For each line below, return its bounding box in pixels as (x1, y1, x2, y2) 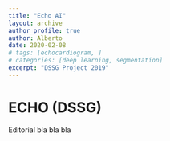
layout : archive (8, 19, 63, 27)
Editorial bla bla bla (8, 125, 71, 135)
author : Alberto (8, 34, 63, 42)
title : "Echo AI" (8, 11, 67, 20)
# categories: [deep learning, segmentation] (8, 57, 163, 65)
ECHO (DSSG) (8, 98, 102, 116)
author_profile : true (8, 26, 81, 34)
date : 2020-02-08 (8, 42, 67, 50)
